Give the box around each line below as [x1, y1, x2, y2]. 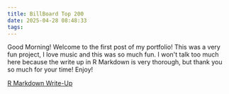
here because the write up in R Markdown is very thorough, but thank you [7, 58, 223, 66]
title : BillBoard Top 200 [7, 10, 84, 18]
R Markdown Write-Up [7, 79, 73, 88]
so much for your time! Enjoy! [7, 65, 94, 74]
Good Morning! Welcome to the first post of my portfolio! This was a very [7, 43, 221, 52]
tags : [7, 23, 23, 30]
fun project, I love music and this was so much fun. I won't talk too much [7, 50, 219, 59]
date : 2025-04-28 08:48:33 [7, 17, 87, 24]
